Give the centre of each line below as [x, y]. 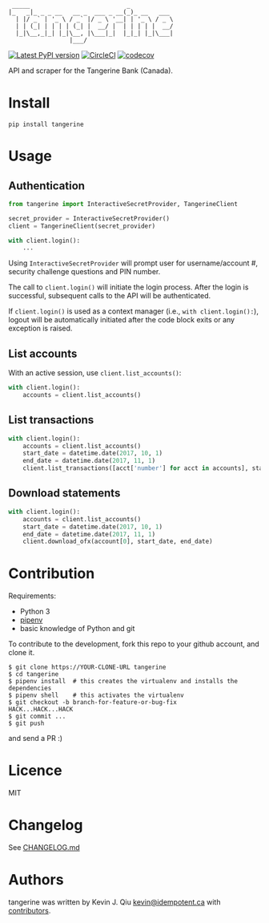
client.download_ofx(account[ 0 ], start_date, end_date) [118, 542]
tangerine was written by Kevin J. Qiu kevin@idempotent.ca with [114, 902]
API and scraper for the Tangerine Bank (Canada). [91, 71]
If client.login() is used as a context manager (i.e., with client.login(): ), [133, 311]
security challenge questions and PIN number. [84, 272]
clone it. [22, 653]
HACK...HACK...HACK [41, 710]
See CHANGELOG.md [44, 848]
